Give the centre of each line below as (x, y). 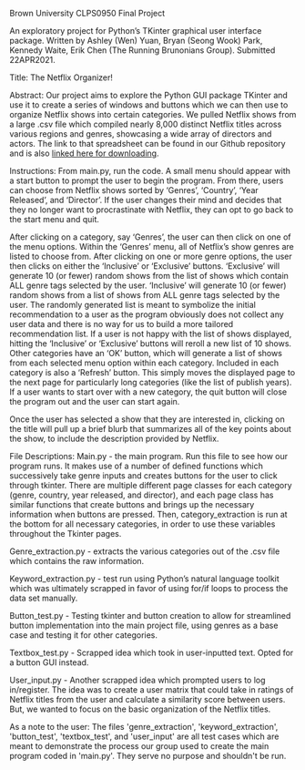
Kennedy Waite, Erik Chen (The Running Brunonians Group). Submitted (142, 50)
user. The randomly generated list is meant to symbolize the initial (133, 305)
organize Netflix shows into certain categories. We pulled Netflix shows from (153, 114)
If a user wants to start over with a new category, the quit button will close (148, 392)
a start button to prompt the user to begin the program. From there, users (147, 180)
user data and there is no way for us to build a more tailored (122, 324)
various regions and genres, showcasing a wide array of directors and (141, 134)
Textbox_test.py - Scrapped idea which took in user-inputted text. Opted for (152, 652)
